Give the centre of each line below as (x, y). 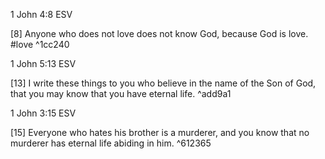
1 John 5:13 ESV (43, 63)
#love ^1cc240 (40, 44)
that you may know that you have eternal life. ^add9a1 (121, 93)
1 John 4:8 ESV (41, 14)
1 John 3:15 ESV (43, 113)
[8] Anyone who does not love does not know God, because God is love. (159, 33)
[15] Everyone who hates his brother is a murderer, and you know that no (160, 132)
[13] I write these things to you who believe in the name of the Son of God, (163, 83)
